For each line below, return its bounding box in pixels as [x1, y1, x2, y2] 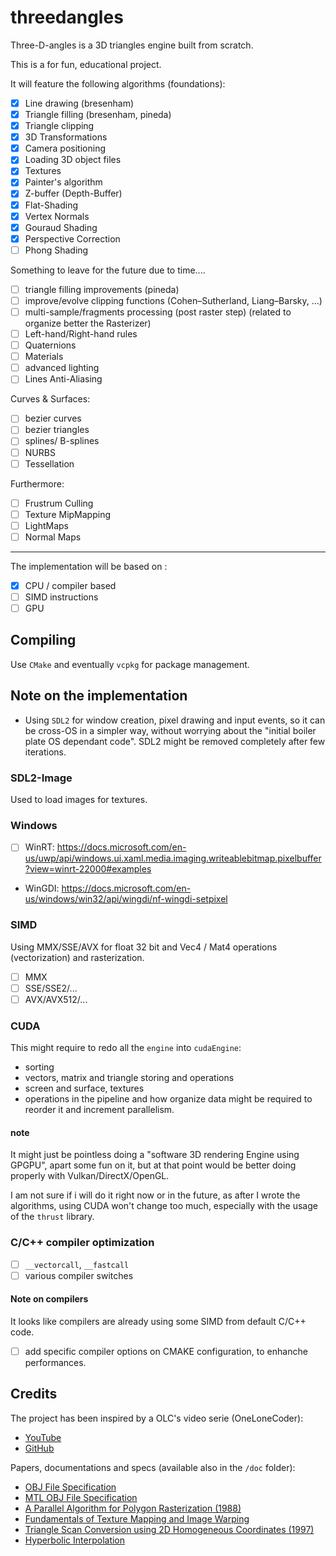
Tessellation [24, 457, 75, 470]
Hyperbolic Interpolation [24, 1534, 126, 1546]
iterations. [24, 746, 67, 758]
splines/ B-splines [24, 435, 100, 447]
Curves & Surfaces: [10, 393, 91, 405]
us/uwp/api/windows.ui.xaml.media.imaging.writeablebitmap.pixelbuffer [24, 852, 322, 865]
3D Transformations [24, 131, 108, 143]
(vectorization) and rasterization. [10, 951, 145, 963]
